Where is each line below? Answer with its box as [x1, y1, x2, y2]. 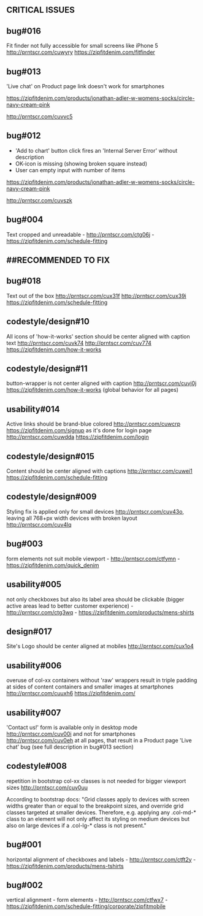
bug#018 [6, 276, 42, 286]
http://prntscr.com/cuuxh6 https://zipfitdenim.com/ [6, 690, 136, 697]
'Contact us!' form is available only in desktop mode [6, 723, 138, 731]
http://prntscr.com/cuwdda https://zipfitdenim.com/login [6, 433, 149, 441]
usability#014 [6, 404, 60, 414]
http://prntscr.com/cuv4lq [6, 521, 72, 528]
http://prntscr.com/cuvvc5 [6, 113, 73, 120]
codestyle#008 [6, 761, 67, 771]
